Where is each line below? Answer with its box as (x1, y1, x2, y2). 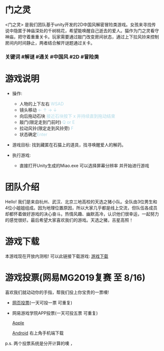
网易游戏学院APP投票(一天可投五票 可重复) (12, 310, 98, 316)
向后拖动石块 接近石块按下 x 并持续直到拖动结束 (19, 113, 116, 119)
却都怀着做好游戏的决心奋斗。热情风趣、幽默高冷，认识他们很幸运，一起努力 (5, 211, 159, 217)
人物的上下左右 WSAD (19, 101, 64, 107)
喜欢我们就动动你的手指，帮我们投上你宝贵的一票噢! (5, 289, 109, 295)
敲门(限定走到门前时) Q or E (19, 119, 75, 125)
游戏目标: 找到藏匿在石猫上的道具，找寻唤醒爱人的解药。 (12, 141, 126, 147)
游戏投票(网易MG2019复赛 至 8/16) (5, 272, 145, 283)
